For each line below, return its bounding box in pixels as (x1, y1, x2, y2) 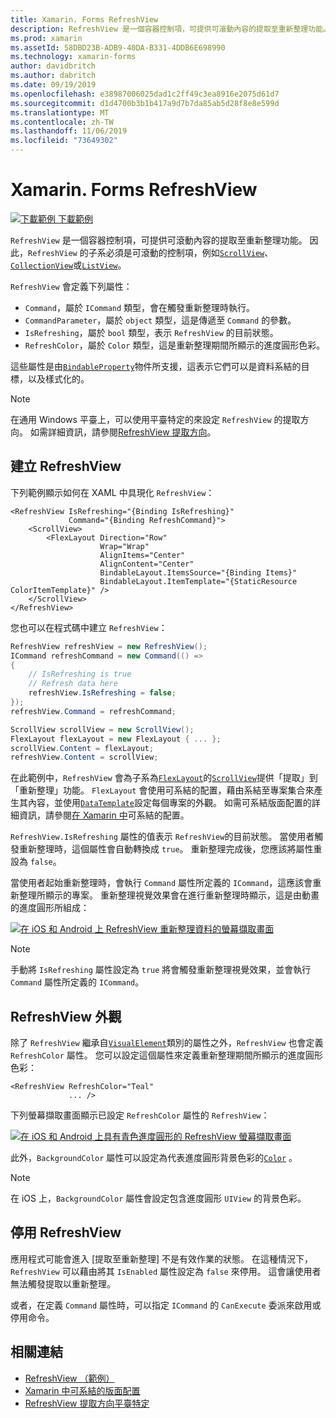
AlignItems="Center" (99, 550, 186, 560)
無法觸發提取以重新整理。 (10, 1277, 116, 1290)
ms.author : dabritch (10, 71, 97, 81)
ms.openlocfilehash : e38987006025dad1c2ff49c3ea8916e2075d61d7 (10, 89, 280, 99)
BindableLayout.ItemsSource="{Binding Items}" (99, 567, 298, 578)
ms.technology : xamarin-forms (10, 52, 137, 62)
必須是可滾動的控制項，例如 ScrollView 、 (105, 246, 274, 258)
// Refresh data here (28, 679, 118, 689)
